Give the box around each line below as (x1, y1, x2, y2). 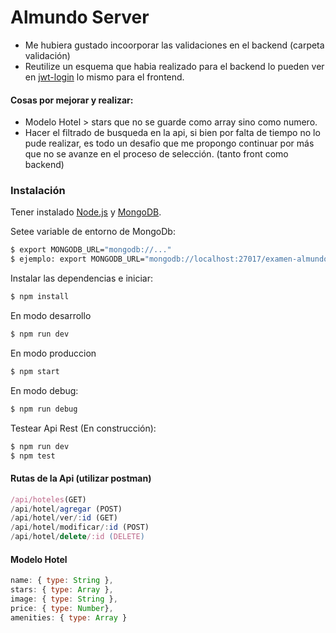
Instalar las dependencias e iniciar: (10, 272, 153, 285)
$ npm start (10, 366, 60, 376)
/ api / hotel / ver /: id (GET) (10, 513, 118, 523)
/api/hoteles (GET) (10, 494, 87, 505)
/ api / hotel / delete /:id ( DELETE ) (10, 532, 145, 542)
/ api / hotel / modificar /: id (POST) (10, 522, 150, 533)
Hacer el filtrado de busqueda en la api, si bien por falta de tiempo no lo (24, 127, 321, 139)
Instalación (10, 184, 66, 198)
